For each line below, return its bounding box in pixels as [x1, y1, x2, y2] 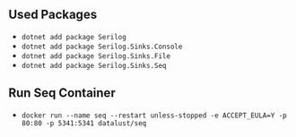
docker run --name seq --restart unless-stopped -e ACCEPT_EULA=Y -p [21, 111, 288, 120]
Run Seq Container [8, 85, 116, 101]
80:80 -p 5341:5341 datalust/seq [21, 118, 147, 128]
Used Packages [8, 7, 98, 22]
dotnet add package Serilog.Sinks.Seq [21, 61, 167, 70]
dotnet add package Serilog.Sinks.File [21, 51, 171, 61]
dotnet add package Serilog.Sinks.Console [21, 42, 183, 51]
